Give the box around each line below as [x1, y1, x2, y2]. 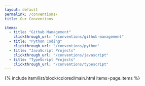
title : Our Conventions [4, 16, 54, 21]
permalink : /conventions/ [4, 12, 58, 17]
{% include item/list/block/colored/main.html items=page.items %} [4, 75, 140, 81]
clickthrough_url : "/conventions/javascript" [13, 53, 109, 57]
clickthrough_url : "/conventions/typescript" [13, 62, 109, 67]
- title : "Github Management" [9, 30, 71, 35]
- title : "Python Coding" [9, 39, 63, 44]
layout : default [4, 7, 38, 12]
